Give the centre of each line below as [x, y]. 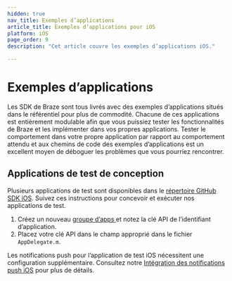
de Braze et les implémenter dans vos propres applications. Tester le [107, 129]
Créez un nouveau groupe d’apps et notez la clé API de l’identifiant [114, 219]
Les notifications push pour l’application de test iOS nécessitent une [106, 255]
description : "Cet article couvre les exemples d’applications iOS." [111, 46]
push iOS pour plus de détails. [51, 270]
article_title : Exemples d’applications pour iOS [82, 27]
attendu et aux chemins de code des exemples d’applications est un [105, 144]
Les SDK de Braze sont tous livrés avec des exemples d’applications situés [115, 107]
